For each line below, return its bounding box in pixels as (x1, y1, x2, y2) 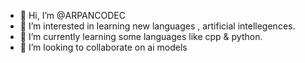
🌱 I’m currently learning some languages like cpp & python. (19, 31, 263, 42)
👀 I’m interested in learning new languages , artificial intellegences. (19, 20, 296, 32)
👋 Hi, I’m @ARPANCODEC (19, 10, 126, 21)
